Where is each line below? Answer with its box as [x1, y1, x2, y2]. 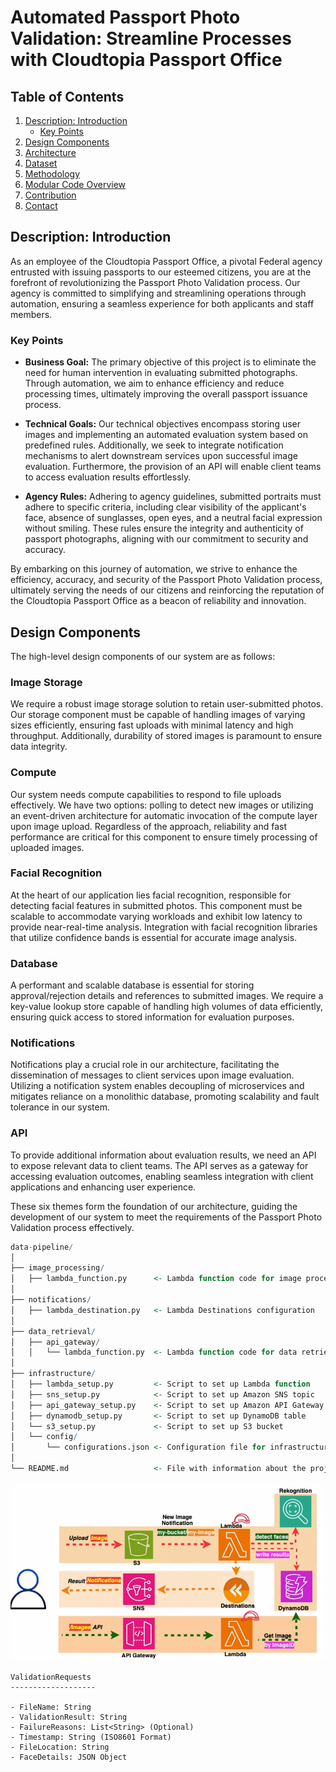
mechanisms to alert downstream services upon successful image [24, 450, 298, 462]
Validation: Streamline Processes [10, 27, 292, 50]
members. [10, 308, 53, 320]
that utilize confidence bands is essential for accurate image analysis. [10, 931, 298, 943]
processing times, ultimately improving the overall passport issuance [24, 388, 308, 400]
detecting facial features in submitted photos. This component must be [10, 899, 303, 911]
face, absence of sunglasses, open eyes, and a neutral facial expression [24, 512, 323, 524]
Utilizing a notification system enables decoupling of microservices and [10, 1080, 305, 1092]
